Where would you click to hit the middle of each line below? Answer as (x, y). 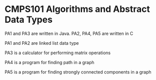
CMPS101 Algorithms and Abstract (77, 9)
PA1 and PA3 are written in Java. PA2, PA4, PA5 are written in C (69, 33)
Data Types (29, 20)
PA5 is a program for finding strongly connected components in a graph (78, 72)
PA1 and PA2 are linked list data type (42, 43)
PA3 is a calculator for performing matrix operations (58, 53)
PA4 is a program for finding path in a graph (50, 62)
